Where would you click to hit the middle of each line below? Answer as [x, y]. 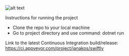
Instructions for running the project [42, 18]
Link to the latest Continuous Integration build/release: [62, 43]
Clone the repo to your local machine [51, 27]
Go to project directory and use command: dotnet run [68, 33]
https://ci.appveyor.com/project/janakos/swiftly [54, 48]
